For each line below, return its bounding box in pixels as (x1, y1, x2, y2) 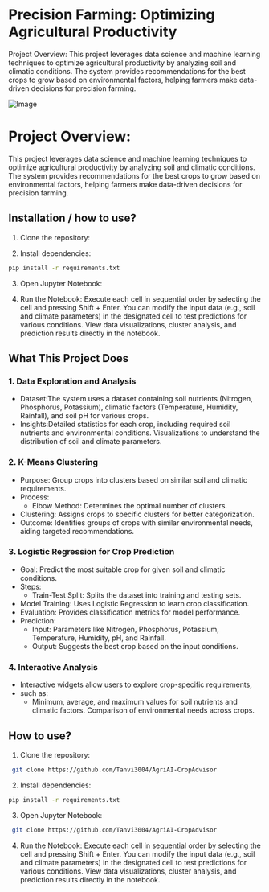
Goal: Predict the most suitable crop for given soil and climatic (19, 565, 226, 574)
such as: (19, 689, 48, 698)
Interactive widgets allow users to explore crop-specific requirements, (19, 680, 253, 689)
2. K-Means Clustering (8, 457, 99, 468)
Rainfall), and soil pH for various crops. (19, 411, 149, 421)
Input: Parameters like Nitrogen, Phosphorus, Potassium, (31, 624, 219, 634)
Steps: (19, 582, 42, 591)
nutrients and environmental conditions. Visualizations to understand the (19, 428, 260, 438)
